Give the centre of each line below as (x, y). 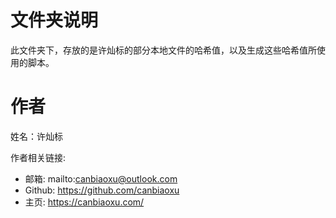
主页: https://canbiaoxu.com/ (84, 202)
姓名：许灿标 (36, 136)
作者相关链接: (38, 157)
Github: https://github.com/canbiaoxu (102, 190)
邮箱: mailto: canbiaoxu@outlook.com (101, 178)
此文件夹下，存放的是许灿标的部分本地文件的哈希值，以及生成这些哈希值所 (163, 50)
